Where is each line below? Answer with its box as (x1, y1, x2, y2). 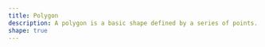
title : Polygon (8, 11, 59, 20)
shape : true (8, 26, 48, 34)
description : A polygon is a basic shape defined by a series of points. (8, 19, 259, 27)
